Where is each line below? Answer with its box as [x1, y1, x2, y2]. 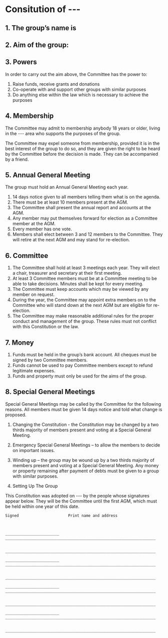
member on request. [12, 291, 55, 298]
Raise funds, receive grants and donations [12, 81, 100, 87]
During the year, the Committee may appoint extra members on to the [12, 297, 156, 303]
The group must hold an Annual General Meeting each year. [5, 184, 129, 190]
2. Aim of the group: [5, 40, 69, 49]
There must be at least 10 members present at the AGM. [12, 199, 128, 205]
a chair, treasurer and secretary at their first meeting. [12, 270, 122, 276]
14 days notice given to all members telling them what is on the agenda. [12, 194, 160, 200]
